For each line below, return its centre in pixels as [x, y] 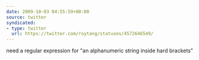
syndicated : [21, 23]
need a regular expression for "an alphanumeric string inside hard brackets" [100, 50]
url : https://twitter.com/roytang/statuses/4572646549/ [82, 34]
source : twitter [26, 17]
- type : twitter [26, 28]
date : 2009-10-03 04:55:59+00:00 [48, 12]
